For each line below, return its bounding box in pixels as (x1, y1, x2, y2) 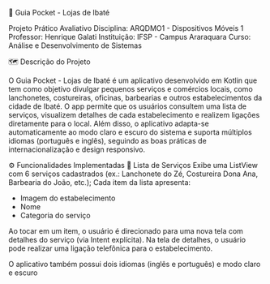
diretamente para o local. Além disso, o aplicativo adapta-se (8, 118, 209, 128)
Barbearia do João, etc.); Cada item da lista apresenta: (8, 178, 191, 187)
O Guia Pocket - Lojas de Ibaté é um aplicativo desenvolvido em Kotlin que (8, 75, 258, 85)
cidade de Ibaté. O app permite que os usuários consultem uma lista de (8, 101, 247, 111)
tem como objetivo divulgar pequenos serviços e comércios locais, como (8, 84, 253, 93)
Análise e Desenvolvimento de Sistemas (8, 41, 142, 50)
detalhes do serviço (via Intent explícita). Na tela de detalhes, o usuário (8, 235, 246, 244)
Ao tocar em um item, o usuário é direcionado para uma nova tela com (8, 226, 243, 235)
